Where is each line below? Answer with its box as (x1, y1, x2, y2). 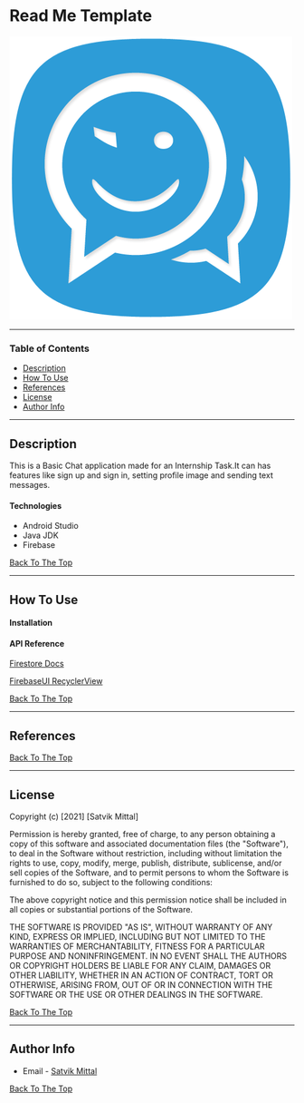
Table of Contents (9, 342, 90, 355)
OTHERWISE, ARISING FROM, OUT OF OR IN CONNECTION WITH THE (9, 980, 273, 991)
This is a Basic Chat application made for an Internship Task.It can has (9, 460, 271, 472)
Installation (9, 618, 52, 629)
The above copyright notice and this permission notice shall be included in (9, 894, 287, 905)
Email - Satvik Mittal (22, 1065, 98, 1076)
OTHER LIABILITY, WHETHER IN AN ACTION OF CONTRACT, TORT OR (9, 970, 273, 981)
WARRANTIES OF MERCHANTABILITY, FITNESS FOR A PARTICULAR (9, 941, 265, 952)
